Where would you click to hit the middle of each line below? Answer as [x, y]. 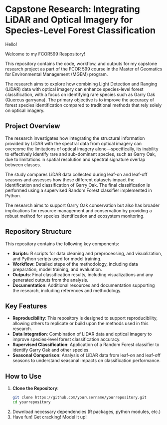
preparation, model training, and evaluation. [57, 269]
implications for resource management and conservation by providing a [79, 210]
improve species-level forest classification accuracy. [66, 339]
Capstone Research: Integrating [73, 9]
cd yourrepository [31, 402]
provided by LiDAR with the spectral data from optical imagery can [74, 143]
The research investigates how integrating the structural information [75, 138]
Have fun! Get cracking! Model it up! [50, 417]
